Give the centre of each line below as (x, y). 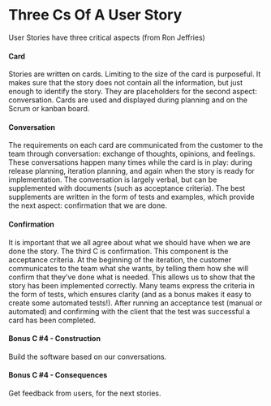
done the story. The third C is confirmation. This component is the (118, 251)
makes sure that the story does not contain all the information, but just (126, 83)
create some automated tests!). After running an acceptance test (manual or (135, 303)
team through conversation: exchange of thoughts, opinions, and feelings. (132, 154)
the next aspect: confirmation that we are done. (88, 205)
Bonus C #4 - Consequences (58, 375)
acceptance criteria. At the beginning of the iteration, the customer (120, 259)
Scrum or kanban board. (49, 109)
